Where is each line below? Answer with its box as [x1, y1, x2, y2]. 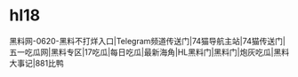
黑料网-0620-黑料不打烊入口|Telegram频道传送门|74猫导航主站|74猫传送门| [9, 35, 286, 46]
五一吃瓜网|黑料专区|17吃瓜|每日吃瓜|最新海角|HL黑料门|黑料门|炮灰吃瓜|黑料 [9, 46, 290, 58]
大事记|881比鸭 [9, 58, 64, 68]
